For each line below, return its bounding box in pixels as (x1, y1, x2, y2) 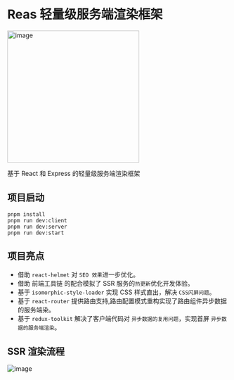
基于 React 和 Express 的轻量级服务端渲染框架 (7, 169, 141, 177)
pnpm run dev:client (7, 217, 68, 224)
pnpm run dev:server (7, 223, 68, 230)
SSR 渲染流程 (7, 346, 65, 357)
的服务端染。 (17, 305, 55, 314)
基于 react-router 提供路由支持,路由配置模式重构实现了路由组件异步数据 (17, 296, 227, 305)
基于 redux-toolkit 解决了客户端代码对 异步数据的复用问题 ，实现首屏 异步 (17, 314, 222, 322)
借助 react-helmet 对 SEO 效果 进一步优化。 (17, 270, 139, 279)
